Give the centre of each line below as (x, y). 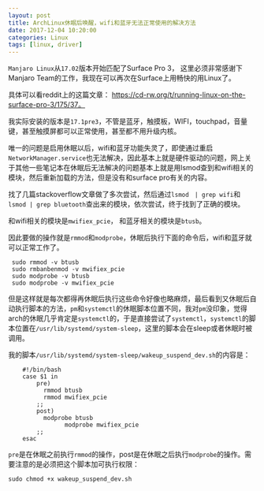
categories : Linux (38, 37)
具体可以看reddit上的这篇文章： (59, 95)
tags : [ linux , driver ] (45, 45)
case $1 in (40, 377)
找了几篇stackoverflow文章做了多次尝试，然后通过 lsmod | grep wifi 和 (125, 195)
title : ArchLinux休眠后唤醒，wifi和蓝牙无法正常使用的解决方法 (102, 23)
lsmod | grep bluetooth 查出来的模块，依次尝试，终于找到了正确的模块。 (126, 204)
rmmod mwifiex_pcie (75, 398)
